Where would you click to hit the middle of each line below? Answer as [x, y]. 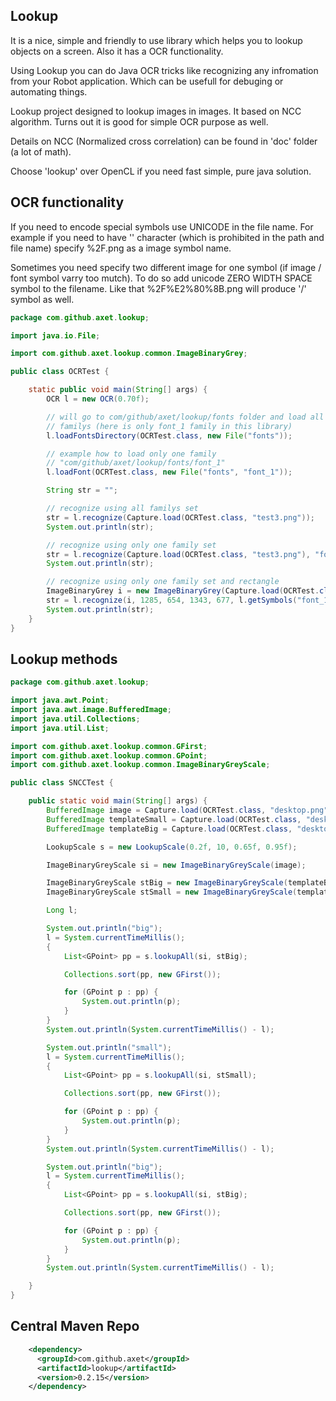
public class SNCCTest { [62, 783]
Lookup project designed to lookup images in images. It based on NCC [156, 111]
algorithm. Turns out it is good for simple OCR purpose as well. [139, 121]
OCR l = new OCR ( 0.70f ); [98, 399]
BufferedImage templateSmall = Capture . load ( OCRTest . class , [174, 819]
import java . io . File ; [55, 335]
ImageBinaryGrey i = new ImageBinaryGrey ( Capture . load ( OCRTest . [183, 591]
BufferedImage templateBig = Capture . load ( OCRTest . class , [169, 829]
